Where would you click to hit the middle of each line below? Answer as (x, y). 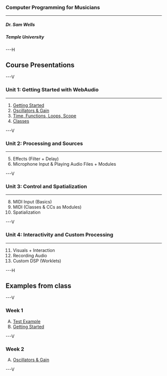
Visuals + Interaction (34, 250)
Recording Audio (30, 255)
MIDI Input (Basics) (32, 202)
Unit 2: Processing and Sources (44, 143)
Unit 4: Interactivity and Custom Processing (59, 235)
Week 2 (15, 349)
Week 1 (15, 311)
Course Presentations (40, 65)
